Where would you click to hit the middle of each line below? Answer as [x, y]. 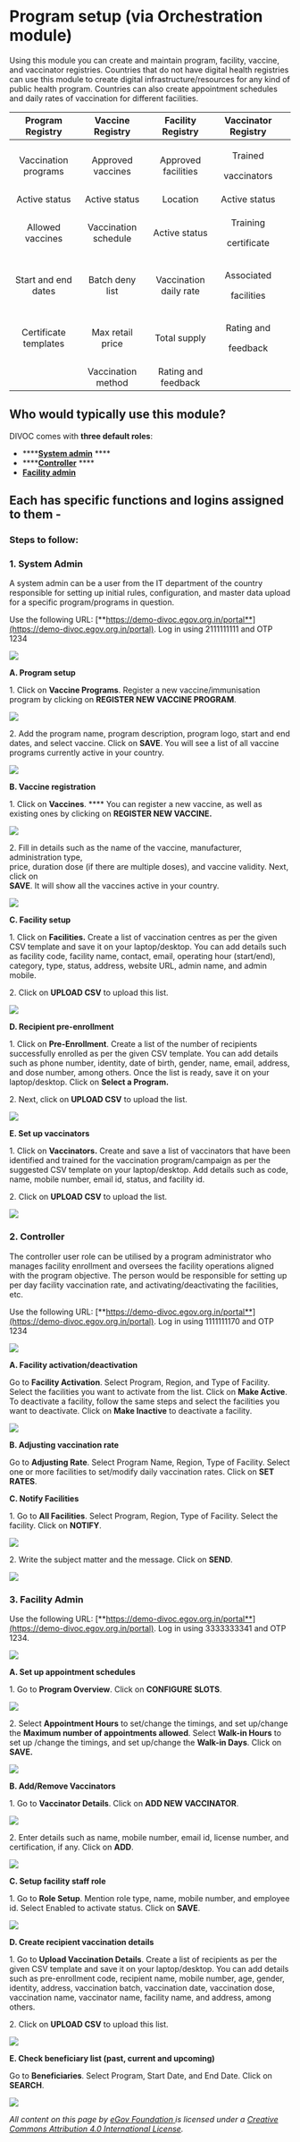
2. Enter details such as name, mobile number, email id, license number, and [149, 1837]
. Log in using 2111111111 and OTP [213, 629]
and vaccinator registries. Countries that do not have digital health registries [149, 70]
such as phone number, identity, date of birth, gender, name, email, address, [150, 1063]
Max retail [112, 332]
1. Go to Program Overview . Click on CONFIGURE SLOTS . [116, 1689]
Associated [248, 275]
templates [44, 344]
